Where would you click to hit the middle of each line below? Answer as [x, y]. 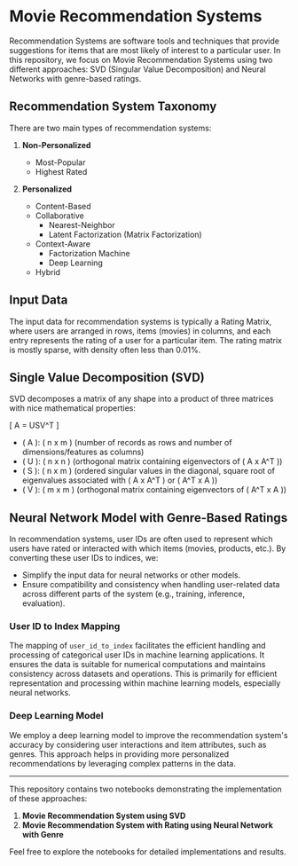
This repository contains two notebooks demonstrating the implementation [145, 789]
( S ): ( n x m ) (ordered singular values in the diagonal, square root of [148, 471]
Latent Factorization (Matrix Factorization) [125, 234]
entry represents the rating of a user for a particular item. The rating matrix [145, 340]
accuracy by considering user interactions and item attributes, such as [138, 744]
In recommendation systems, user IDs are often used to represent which [141, 539]
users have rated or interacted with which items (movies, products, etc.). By [148, 548]
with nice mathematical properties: [72, 408]
